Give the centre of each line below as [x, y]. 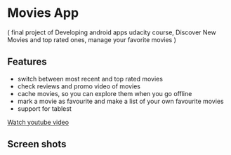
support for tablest [44, 108]
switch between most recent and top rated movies [90, 79]
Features [27, 62]
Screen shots [37, 144]
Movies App [43, 13]
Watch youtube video [38, 122]
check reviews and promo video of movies [79, 86]
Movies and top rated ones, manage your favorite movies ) [92, 39]
